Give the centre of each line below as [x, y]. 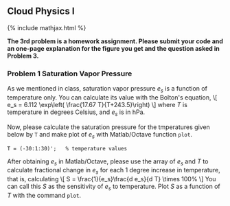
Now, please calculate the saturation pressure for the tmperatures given [109, 127]
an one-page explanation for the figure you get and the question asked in [113, 48]
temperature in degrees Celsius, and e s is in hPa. [76, 113]
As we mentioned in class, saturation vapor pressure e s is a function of [107, 89]
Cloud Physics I [41, 11]
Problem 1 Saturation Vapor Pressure [70, 73]
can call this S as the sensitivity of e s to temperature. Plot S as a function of [114, 187]
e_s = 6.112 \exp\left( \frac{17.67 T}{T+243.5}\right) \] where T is [97, 104]
